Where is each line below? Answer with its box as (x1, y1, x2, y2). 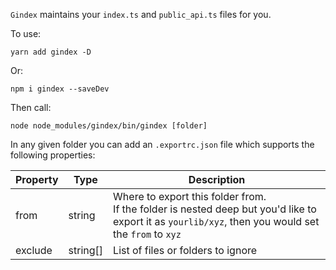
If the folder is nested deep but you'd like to (113, 202, 317, 216)
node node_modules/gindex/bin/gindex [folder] (10, 121, 208, 131)
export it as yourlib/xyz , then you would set (113, 215, 320, 228)
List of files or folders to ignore (113, 244, 258, 257)
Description (188, 173, 246, 186)
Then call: (10, 102, 52, 113)
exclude (15, 244, 53, 257)
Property (15, 173, 59, 186)
